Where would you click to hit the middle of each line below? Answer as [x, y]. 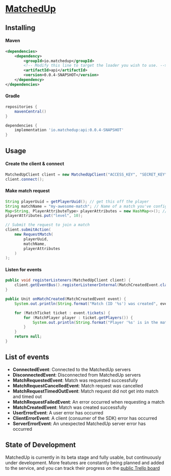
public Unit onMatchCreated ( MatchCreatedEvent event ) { [66, 299]
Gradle [13, 96]
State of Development [41, 445]
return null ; [28, 337]
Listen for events [23, 269]
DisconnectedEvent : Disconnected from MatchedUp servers [77, 375]
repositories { [21, 107]
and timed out [27, 396]
